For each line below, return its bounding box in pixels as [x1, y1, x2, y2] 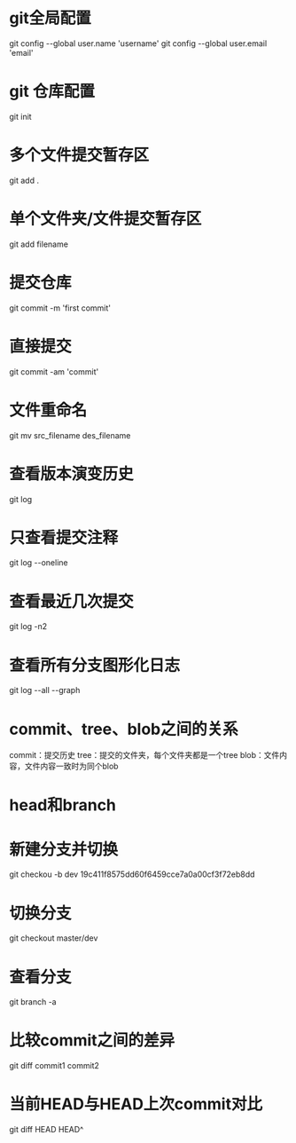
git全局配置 [9, 8, 91, 28]
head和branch [9, 795, 117, 816]
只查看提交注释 [9, 527, 119, 548]
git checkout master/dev [9, 933, 98, 943]
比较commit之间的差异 [9, 1030, 175, 1051]
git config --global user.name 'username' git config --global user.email [9, 37, 268, 49]
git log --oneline [9, 557, 68, 568]
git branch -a [9, 997, 57, 1007]
